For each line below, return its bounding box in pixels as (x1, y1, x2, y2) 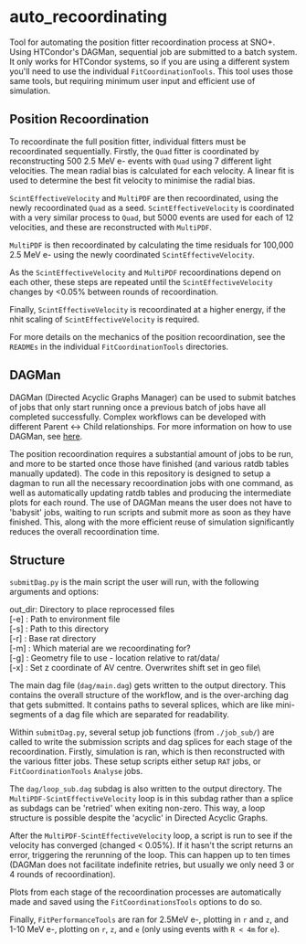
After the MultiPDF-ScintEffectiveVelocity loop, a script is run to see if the (9, 830, 293, 842)
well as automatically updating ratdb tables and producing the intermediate (9, 487, 291, 498)
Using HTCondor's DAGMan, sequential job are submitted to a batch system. (9, 46, 298, 57)
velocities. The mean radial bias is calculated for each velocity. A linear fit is (9, 164, 295, 175)
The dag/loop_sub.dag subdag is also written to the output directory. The (9, 783, 282, 794)
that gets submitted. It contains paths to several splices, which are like (9, 699, 274, 710)
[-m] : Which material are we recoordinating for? (9, 642, 192, 654)
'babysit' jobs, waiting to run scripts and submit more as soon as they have (9, 506, 291, 517)
